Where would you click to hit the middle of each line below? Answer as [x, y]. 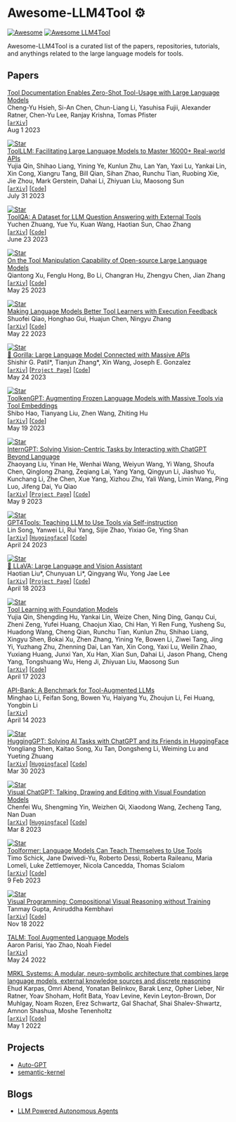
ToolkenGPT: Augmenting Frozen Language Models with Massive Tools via [115, 398]
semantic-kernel [41, 1072]
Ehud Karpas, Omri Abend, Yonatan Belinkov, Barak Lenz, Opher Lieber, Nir [116, 988]
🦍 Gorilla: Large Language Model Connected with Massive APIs [99, 354]
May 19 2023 [26, 428]
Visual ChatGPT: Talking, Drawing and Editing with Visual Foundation [106, 792]
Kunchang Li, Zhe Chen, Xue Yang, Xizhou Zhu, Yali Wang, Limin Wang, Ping [118, 478]
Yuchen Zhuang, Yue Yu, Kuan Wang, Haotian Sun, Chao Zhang [99, 224]
